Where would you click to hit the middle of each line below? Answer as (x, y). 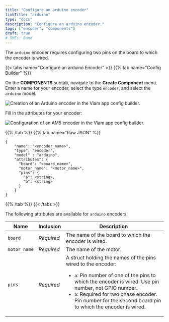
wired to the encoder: (91, 264)
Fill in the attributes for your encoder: (44, 113)
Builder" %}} (18, 73)
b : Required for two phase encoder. (116, 294)
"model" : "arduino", (37, 155)
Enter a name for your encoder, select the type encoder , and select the (78, 88)
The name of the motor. (94, 249)
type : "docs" (19, 19)
